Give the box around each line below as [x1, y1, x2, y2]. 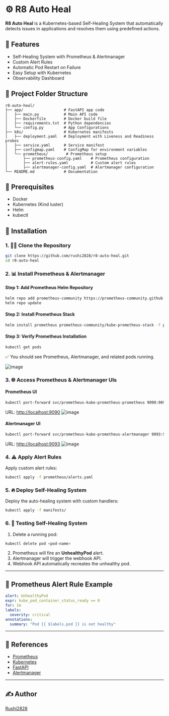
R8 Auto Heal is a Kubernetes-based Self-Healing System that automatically [5, 20, 163, 26]
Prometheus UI [5, 389, 37, 395]
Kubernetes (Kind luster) [12, 202, 64, 208]
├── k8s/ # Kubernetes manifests [5, 129, 114, 135]
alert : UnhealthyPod [5, 594, 49, 599]
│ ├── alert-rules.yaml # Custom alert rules [5, 160, 136, 165]
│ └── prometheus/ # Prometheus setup [5, 151, 107, 157]
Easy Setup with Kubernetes [12, 70, 71, 76]
